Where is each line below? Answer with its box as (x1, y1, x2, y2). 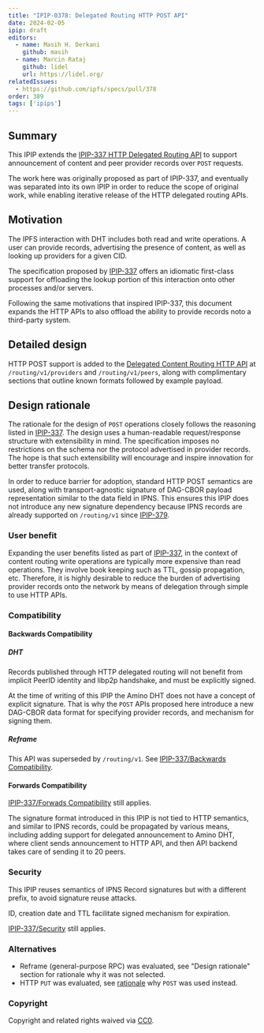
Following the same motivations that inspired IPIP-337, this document (8, 298, 232, 308)
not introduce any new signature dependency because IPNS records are (8, 502, 243, 512)
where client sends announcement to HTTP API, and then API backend (8, 839, 238, 848)
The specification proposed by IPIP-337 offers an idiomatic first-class (8, 266, 234, 276)
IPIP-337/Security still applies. (8, 923, 106, 933)
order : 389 (8, 92, 44, 100)
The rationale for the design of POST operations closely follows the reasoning (8, 419, 256, 429)
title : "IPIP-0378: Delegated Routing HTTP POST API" (8, 11, 189, 20)
